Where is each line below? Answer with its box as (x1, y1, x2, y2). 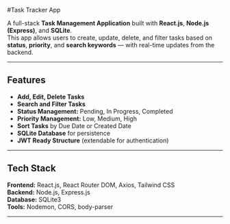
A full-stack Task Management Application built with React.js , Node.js (7, 19, 209, 27)
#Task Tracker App (7, 6, 61, 14)
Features (7, 75, 46, 86)
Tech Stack (7, 162, 56, 174)
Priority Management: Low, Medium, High (16, 114, 137, 123)
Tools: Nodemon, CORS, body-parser (7, 202, 114, 211)
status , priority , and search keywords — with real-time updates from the (7, 41, 215, 49)
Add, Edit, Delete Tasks (16, 92, 85, 101)
